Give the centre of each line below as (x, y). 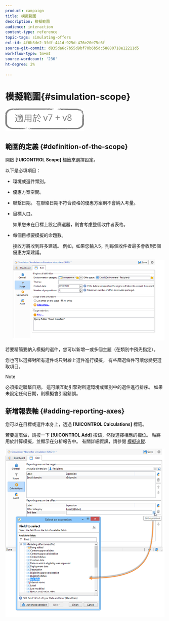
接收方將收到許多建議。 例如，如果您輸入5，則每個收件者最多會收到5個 (87, 246)
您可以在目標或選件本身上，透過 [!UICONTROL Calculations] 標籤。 (76, 424)
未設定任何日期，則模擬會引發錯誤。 (43, 394)
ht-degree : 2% (20, 64)
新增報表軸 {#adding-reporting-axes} (65, 411)
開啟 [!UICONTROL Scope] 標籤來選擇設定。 (52, 160)
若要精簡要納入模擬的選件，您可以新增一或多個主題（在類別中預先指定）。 (82, 350)
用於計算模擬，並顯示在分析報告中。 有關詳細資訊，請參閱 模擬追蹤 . (76, 441)
